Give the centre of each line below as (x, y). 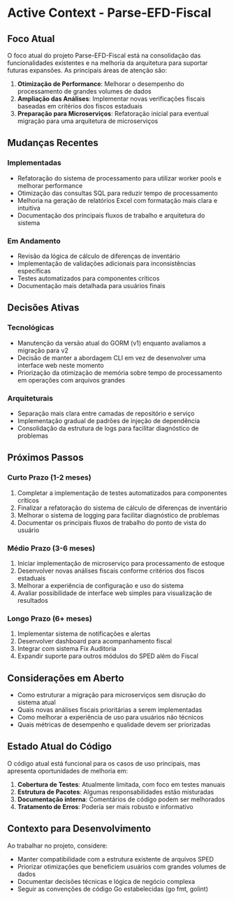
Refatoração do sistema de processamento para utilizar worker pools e (119, 178)
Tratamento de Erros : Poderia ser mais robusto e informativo (105, 806)
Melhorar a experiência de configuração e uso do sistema (100, 585)
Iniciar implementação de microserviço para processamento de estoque (121, 563)
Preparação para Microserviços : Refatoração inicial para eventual (113, 114)
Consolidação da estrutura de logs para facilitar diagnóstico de (108, 428)
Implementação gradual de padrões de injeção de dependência (109, 420)
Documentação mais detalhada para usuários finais (91, 285)
